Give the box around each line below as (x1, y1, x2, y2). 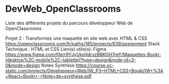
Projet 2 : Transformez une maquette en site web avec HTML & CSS (5, 35, 148, 41)
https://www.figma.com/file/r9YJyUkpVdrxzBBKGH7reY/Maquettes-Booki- (5, 51, 161, 58)
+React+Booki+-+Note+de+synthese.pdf (5, 73, 92, 79)
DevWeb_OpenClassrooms (5, 3, 121, 15)
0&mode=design (5, 62, 40, 68)
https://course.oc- (75, 62, 115, 68)
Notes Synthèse (41, 62, 75, 68)
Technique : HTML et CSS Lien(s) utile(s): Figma (5, 46, 106, 52)
